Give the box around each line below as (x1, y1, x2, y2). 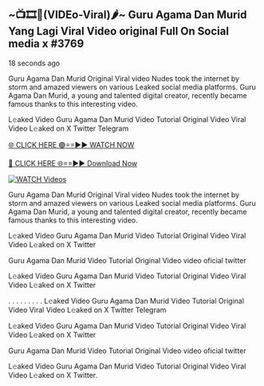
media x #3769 (8, 37, 85, 51)
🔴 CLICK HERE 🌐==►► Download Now (8, 158, 138, 167)
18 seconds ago (8, 58, 61, 68)
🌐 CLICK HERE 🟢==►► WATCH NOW (8, 140, 135, 149)
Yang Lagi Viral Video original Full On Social (8, 25, 230, 38)
